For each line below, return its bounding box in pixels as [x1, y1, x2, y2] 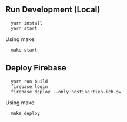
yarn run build [11, 79, 48, 84]
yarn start [11, 25, 38, 31]
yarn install [11, 20, 43, 26]
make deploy [11, 110, 41, 116]
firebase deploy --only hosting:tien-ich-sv [11, 89, 122, 94]
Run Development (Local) [5, 5, 101, 15]
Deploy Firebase [5, 63, 67, 73]
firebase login [11, 83, 48, 90]
